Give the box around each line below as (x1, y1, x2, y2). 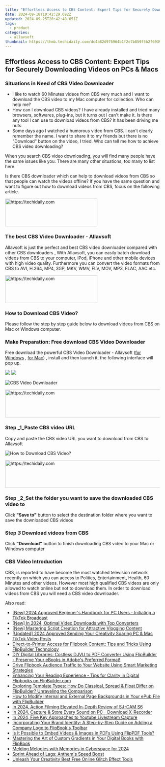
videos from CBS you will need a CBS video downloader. (5, 590, 119, 596)
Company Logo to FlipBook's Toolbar (12, 725, 87, 731)
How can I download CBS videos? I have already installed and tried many (12, 107, 160, 113)
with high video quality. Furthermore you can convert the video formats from (5, 260, 160, 266)
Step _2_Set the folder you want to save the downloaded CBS (5, 494, 154, 501)
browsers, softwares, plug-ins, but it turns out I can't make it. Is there (12, 112, 152, 118)
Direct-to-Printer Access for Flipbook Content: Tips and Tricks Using (12, 641, 151, 647)
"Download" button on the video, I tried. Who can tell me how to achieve (12, 139, 159, 144)
